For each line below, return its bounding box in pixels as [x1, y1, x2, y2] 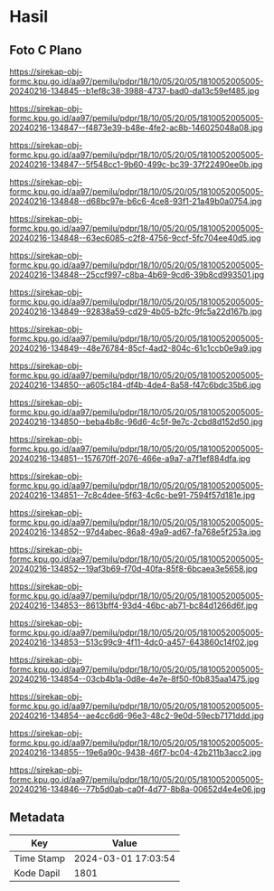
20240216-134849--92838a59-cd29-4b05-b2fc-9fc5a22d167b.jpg [9, 306, 262, 317]
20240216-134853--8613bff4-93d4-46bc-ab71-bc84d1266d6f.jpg [9, 600, 258, 611]
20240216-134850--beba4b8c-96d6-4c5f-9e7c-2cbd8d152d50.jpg [9, 416, 264, 427]
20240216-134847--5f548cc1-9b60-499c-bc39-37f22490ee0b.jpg [9, 159, 263, 169]
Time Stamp [14, 852, 66, 865]
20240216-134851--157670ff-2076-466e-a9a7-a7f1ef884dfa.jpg [9, 453, 251, 463]
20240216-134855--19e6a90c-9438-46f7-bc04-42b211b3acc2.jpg [9, 747, 262, 757]
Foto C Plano [9, 43, 82, 58]
